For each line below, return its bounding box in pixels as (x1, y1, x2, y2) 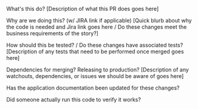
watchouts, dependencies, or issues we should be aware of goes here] (6, 73, 184, 79)
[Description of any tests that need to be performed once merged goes (6, 48, 184, 55)
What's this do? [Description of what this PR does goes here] (6, 5, 159, 12)
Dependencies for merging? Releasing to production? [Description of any (6, 66, 189, 73)
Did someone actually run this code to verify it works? (6, 96, 142, 103)
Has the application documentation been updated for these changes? (6, 84, 180, 91)
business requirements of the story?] (6, 30, 99, 37)
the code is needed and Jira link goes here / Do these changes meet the (6, 24, 187, 30)
